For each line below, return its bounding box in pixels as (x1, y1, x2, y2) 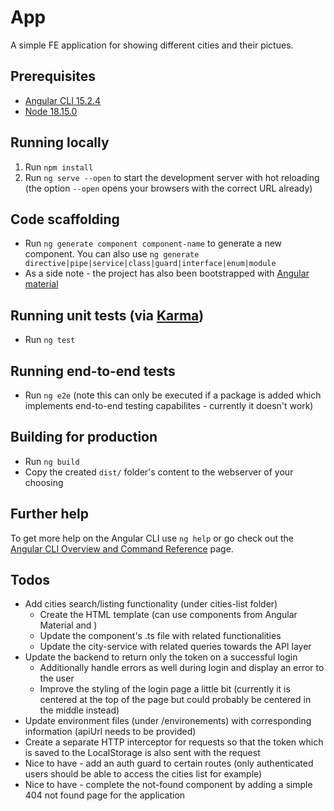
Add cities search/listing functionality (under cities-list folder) (24, 598, 278, 610)
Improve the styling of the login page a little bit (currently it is (39, 683, 291, 695)
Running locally (10, 134, 110, 151)
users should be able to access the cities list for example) (24, 768, 263, 780)
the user (39, 672, 75, 685)
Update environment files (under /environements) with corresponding (24, 715, 312, 727)
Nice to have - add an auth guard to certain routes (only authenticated (24, 757, 314, 770)
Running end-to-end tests (10, 362, 176, 380)
